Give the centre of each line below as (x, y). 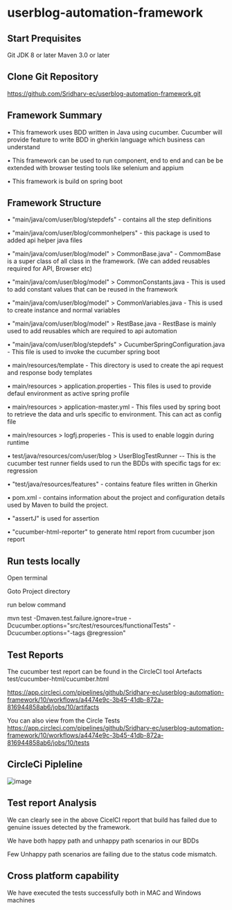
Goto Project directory (39, 591)
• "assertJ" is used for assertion (53, 519)
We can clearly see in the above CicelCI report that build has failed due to (112, 820)
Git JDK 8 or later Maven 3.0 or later (59, 55)
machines (21, 900)
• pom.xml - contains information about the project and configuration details (116, 498)
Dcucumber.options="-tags (46, 633)
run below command (37, 605)
